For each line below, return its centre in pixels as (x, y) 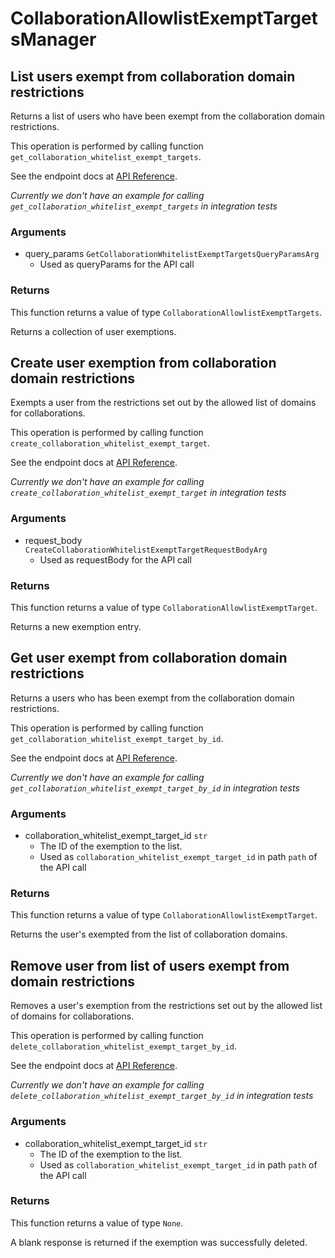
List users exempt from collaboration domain (153, 76)
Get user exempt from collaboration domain (149, 658)
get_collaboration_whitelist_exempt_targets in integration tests (144, 206)
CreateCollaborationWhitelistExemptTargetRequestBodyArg (146, 550)
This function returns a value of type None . (97, 1223)
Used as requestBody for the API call (115, 559)
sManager (53, 39)
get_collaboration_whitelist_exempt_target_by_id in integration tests (155, 788)
